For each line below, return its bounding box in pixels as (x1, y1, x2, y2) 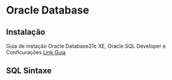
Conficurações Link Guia (6, 49, 66, 56)
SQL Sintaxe (6, 66, 52, 76)
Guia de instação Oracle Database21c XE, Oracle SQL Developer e (6, 42, 166, 49)
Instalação (6, 27, 46, 37)
